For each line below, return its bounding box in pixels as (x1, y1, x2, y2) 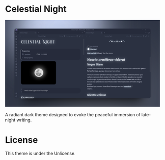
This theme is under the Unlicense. (5, 151, 76, 157)
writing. (16, 117, 32, 123)
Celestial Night (5, 3, 67, 15)
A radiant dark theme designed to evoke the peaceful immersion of (5, 112, 141, 118)
